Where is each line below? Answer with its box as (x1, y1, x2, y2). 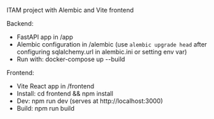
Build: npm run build (16, 104, 75, 112)
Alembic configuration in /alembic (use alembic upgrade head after (16, 40, 207, 48)
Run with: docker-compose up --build (16, 55, 125, 63)
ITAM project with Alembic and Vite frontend (6, 6, 134, 14)
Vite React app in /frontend (16, 82, 95, 90)
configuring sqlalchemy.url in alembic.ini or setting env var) (16, 48, 188, 56)
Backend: (6, 19, 34, 27)
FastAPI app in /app (16, 33, 74, 41)
